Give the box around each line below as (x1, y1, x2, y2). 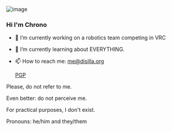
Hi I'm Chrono (6, 20, 47, 29)
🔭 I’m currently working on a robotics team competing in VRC (14, 34, 166, 41)
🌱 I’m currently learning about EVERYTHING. (14, 45, 125, 53)
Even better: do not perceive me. (6, 95, 87, 102)
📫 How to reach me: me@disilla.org (14, 57, 104, 65)
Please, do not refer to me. (6, 83, 72, 90)
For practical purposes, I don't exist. (6, 106, 96, 114)
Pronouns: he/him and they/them (6, 118, 87, 125)
